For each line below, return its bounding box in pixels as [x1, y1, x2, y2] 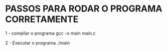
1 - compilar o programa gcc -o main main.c [5, 30, 96, 36]
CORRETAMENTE [5, 13, 79, 25]
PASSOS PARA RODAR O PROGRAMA [5, 3, 162, 14]
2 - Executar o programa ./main [5, 39, 70, 45]
